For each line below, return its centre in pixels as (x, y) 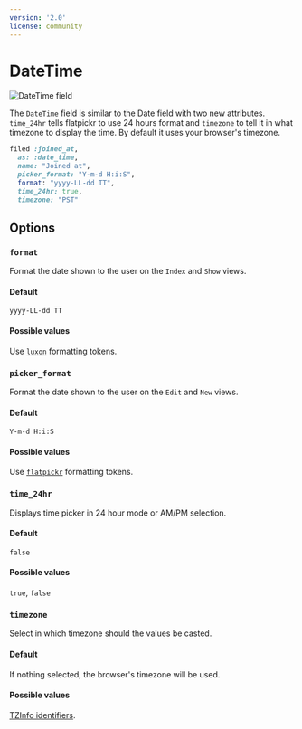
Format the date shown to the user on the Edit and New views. (124, 392)
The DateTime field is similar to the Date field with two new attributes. (137, 113)
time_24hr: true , (50, 191)
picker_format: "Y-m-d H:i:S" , (76, 175)
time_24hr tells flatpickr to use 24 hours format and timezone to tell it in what (151, 123)
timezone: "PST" (48, 200)
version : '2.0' (38, 18)
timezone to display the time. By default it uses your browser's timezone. (145, 133)
